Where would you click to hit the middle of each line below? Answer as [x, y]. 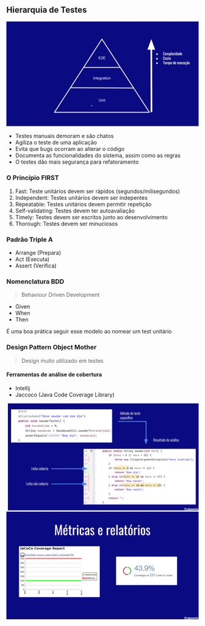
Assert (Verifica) [36, 266]
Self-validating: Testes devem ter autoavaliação [75, 211]
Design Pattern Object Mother [52, 348]
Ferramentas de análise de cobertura [54, 374]
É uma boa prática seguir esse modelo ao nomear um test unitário [89, 332]
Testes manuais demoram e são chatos [64, 136]
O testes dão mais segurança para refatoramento [77, 162]
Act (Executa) [32, 260]
